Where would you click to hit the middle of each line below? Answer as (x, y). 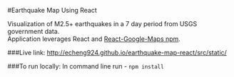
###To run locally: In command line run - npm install (86, 66)
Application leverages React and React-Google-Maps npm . (94, 39)
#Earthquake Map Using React (52, 10)
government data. (34, 31)
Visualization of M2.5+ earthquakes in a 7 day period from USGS (102, 24)
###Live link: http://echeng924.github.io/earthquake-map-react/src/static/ (117, 53)
